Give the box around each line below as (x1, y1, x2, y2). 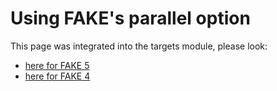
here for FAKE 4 (24, 70, 91, 82)
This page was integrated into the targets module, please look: (10, 40, 268, 52)
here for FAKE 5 (24, 59, 90, 71)
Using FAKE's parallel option (10, 7, 251, 30)
